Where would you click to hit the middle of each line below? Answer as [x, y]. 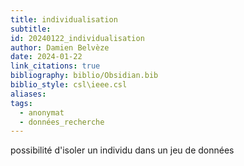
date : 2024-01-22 [46, 57]
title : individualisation [64, 19]
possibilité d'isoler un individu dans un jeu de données [122, 150]
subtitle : [31, 29]
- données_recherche [62, 122]
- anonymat [42, 112]
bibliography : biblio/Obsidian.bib [84, 76]
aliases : [28, 94]
